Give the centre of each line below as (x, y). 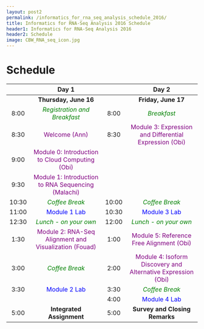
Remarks (161, 316)
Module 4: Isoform (162, 257)
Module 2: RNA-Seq (66, 231)
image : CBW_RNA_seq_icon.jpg (43, 40)
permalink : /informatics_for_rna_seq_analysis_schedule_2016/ (87, 18)
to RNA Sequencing (66, 185)
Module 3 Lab (161, 212)
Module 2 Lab (66, 289)
